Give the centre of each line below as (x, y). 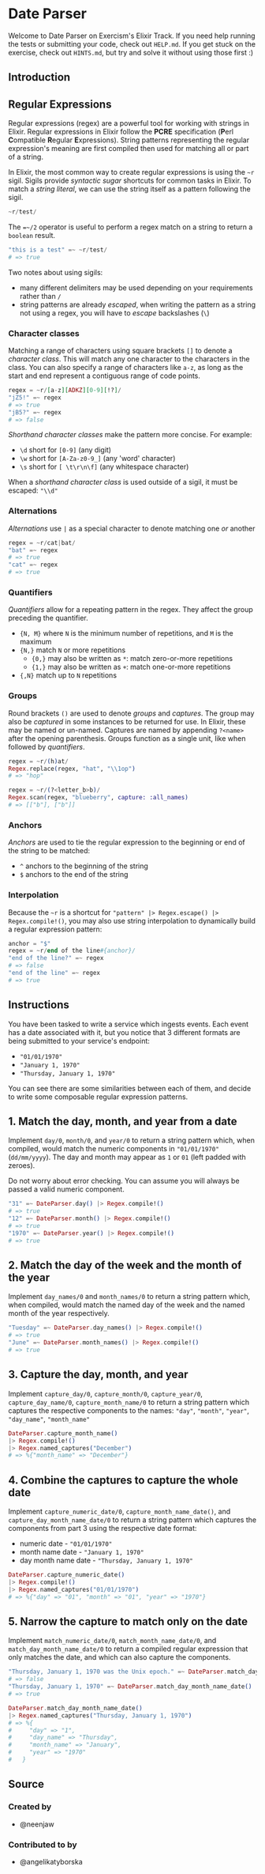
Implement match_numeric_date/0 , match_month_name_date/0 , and (112, 1641)
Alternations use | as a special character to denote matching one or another (132, 528)
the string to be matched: (49, 851)
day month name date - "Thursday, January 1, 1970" (106, 1560)
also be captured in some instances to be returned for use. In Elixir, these (127, 721)
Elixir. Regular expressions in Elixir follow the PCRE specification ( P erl (121, 132)
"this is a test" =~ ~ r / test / (58, 250)
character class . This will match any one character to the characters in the (129, 359)
